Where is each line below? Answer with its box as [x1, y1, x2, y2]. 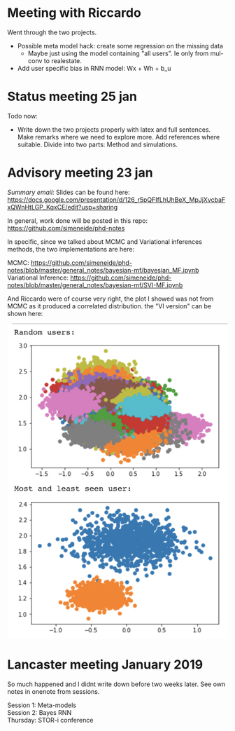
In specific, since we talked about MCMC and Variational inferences [7, 237, 203, 246]
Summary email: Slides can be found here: [7, 188, 130, 196]
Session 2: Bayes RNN [7, 708, 72, 716]
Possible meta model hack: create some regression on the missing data [17, 41, 224, 50]
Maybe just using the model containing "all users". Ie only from [27, 49, 209, 57]
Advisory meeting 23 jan [7, 165, 153, 181]
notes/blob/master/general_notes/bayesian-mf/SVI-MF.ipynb [7, 280, 183, 289]
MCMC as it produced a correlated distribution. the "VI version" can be [7, 301, 212, 310]
